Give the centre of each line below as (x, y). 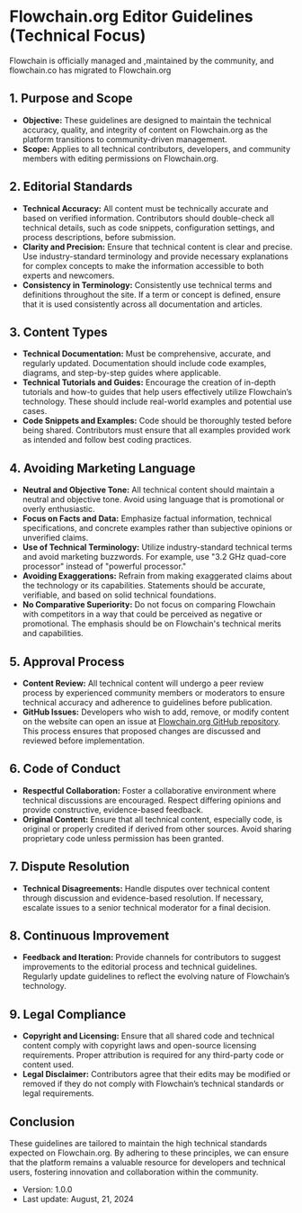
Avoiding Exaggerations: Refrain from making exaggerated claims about (157, 576)
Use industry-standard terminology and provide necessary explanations (155, 256)
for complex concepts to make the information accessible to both (143, 265)
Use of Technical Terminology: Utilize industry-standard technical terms (157, 547)
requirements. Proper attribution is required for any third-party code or (153, 1056)
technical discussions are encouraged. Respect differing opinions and (151, 800)
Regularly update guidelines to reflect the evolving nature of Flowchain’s (156, 976)
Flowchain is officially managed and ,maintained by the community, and (142, 60)
